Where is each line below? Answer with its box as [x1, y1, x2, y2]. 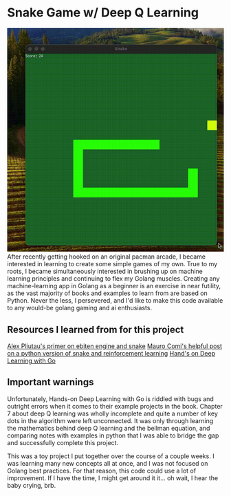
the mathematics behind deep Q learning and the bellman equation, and [7, 424, 210, 432]
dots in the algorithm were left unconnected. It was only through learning [7, 416, 214, 424]
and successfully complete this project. [7, 438, 119, 446]
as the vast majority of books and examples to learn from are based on [7, 289, 208, 297]
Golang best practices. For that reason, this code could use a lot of [7, 466, 197, 475]
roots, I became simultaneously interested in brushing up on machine [7, 267, 203, 276]
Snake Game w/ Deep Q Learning [7, 5, 199, 21]
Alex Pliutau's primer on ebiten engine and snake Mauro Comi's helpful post [7, 342, 222, 350]
